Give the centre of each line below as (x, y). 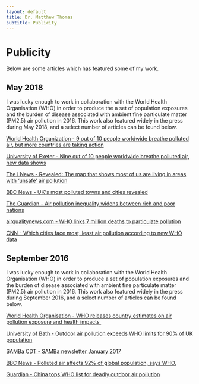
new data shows (26, 163)
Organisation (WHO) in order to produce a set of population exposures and (97, 279)
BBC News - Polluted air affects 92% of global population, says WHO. (91, 363)
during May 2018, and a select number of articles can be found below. (92, 127)
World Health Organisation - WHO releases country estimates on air (89, 316)
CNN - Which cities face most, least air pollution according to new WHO (94, 233)
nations (15, 210)
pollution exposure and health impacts (53, 321)
